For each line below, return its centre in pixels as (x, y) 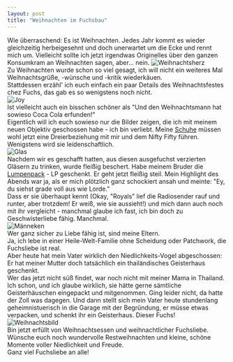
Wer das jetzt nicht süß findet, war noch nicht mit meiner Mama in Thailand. (116, 277)
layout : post (26, 14)
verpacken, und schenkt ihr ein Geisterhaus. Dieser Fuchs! (91, 314)
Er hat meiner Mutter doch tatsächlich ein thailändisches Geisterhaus (106, 263)
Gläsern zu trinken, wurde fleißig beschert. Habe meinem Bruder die (105, 166)
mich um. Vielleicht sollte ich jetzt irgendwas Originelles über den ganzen (113, 55)
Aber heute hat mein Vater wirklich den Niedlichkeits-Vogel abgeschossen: (115, 255)
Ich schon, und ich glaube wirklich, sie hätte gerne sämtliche (94, 285)
